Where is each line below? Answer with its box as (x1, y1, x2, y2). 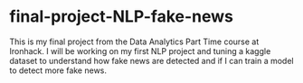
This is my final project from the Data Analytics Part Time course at (9, 36, 260, 47)
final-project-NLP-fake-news (9, 6, 233, 27)
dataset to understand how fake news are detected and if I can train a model (9, 55, 294, 66)
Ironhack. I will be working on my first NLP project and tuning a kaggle (9, 45, 271, 56)
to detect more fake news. (9, 65, 107, 76)
